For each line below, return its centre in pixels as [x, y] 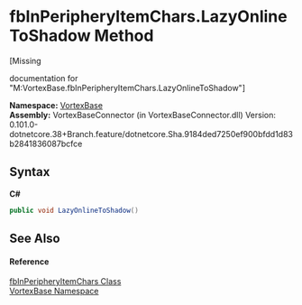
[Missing [26, 60]
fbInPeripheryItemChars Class [65, 282]
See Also [35, 239]
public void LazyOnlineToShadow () [74, 210]
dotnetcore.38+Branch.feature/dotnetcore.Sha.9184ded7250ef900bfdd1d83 [151, 134]
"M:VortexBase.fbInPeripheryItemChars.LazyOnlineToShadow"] [128, 88]
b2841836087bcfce [46, 143]
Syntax [30, 172]
